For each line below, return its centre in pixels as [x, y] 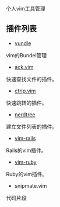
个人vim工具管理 [26, 8]
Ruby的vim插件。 [27, 174]
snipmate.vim [31, 185]
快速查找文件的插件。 [31, 79]
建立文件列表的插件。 [31, 126]
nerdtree [25, 114]
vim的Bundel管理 [27, 55]
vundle [23, 43]
